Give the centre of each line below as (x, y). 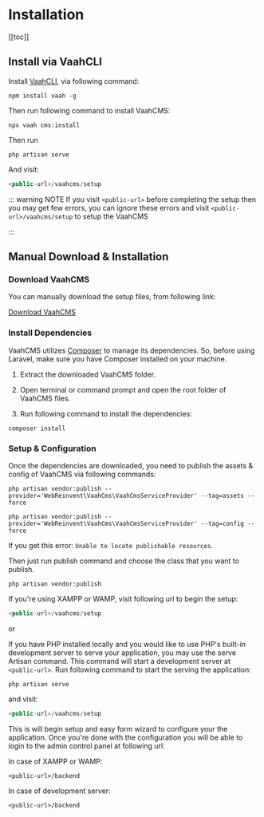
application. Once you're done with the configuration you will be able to (126, 737)
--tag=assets (223, 495)
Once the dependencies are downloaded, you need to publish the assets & (131, 465)
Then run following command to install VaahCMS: (89, 110)
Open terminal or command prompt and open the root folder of (123, 389)
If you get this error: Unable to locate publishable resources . (111, 545)
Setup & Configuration (53, 448)
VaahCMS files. (45, 398)
